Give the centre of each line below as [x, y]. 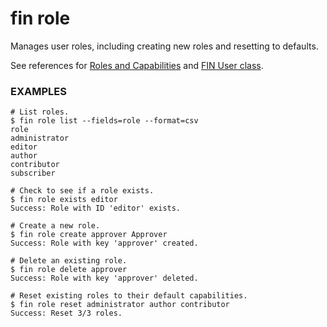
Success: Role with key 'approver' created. [104, 243]
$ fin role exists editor [64, 200]
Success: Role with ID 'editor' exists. [96, 208]
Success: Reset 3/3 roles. [66, 313]
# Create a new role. [55, 226]
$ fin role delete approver [69, 270]
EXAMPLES [38, 91]
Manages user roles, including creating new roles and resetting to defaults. [164, 46]
